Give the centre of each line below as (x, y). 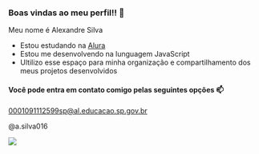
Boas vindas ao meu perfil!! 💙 (67, 13)
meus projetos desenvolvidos (69, 71)
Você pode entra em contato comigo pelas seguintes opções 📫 (116, 89)
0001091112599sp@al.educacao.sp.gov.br (78, 110)
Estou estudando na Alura (63, 45)
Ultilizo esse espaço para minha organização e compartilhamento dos (135, 62)
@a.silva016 (28, 126)
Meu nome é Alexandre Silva (56, 30)
